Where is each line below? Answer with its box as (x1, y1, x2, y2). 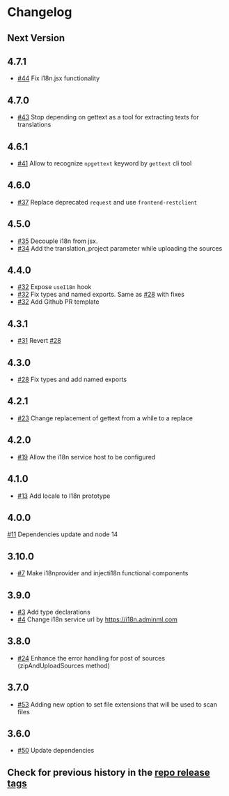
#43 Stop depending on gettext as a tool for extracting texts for (17, 113, 200, 121)
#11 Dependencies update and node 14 (7, 530, 118, 538)
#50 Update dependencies (17, 746, 95, 755)
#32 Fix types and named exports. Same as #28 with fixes (17, 290, 184, 299)
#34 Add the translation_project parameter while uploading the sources (17, 244, 223, 252)
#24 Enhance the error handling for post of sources (17, 654, 166, 662)
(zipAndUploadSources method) (17, 661, 110, 670)
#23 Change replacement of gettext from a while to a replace (17, 413, 194, 422)
